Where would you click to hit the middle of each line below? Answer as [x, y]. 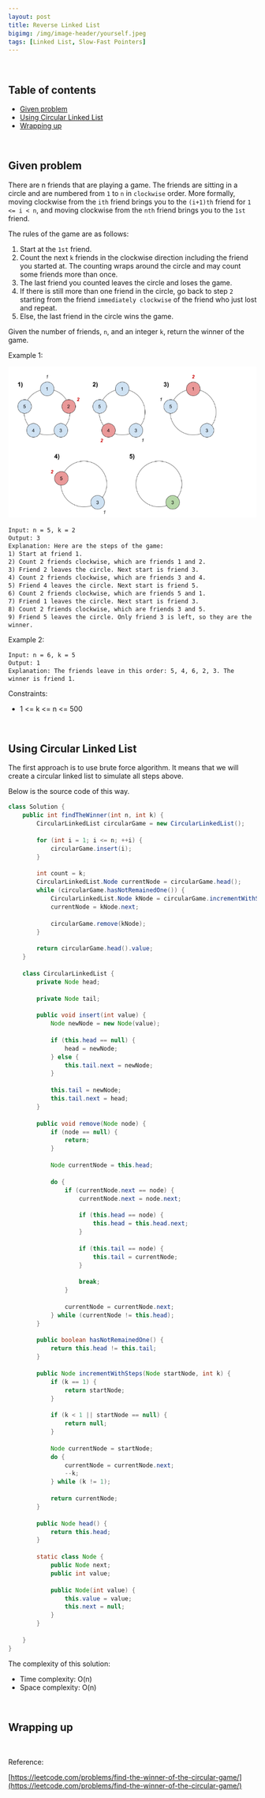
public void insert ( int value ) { [91, 1015]
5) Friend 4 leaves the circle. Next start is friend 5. [104, 585]
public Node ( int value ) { [93, 1590]
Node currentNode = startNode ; [102, 1448]
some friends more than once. [69, 274]
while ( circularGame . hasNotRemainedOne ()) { [111, 890]
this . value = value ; [98, 1599]
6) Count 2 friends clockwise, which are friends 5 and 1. [107, 593]
